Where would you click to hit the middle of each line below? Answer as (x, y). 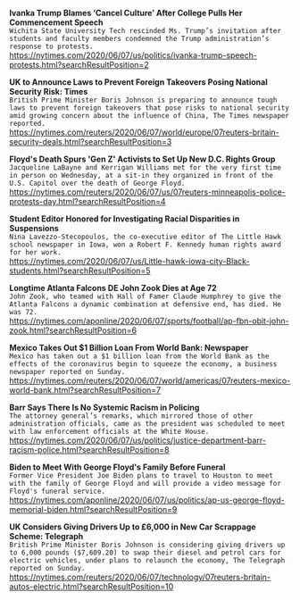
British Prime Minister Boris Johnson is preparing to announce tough (143, 100)
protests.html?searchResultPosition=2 (79, 65)
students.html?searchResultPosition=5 (80, 271)
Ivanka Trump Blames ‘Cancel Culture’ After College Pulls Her (126, 13)
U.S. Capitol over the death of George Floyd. (97, 183)
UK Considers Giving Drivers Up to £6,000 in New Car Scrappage (133, 527)
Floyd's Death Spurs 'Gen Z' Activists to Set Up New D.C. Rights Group (142, 159)
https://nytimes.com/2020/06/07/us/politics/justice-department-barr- (137, 440)
